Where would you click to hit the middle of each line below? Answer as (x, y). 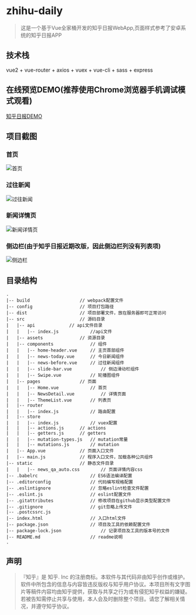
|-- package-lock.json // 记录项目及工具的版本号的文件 (88, 530)
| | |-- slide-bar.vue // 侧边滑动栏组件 (73, 369)
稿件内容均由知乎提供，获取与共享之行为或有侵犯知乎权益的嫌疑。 (111, 592)
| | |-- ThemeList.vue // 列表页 (59, 400)
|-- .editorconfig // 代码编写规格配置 (70, 482)
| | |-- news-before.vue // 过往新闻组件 (65, 363)
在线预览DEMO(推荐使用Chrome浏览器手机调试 (92, 90)
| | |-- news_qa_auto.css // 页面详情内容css (75, 469)
